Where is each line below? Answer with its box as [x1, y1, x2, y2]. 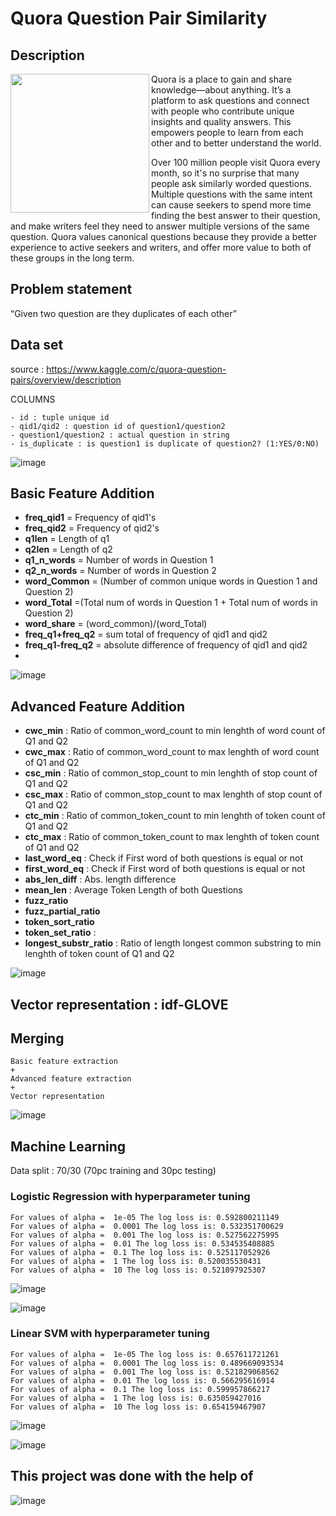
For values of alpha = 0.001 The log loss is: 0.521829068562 [10, 1367, 280, 1377]
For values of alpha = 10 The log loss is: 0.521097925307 [10, 1265, 267, 1275]
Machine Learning [10, 1138, 127, 1155]
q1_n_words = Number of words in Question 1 [24, 554, 214, 566]
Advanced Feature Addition [10, 698, 185, 715]
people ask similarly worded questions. [151, 178, 312, 189]
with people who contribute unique [151, 105, 295, 117]
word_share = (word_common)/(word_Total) [24, 618, 208, 630]
